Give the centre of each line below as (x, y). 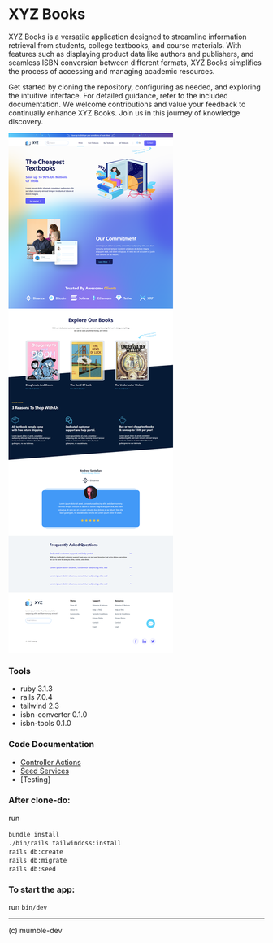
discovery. (26, 121)
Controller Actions (50, 762)
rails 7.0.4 (36, 697)
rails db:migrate (38, 860)
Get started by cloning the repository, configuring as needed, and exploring (135, 87)
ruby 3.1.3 (36, 689)
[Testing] (35, 779)
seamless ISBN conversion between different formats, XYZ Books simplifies (135, 63)
